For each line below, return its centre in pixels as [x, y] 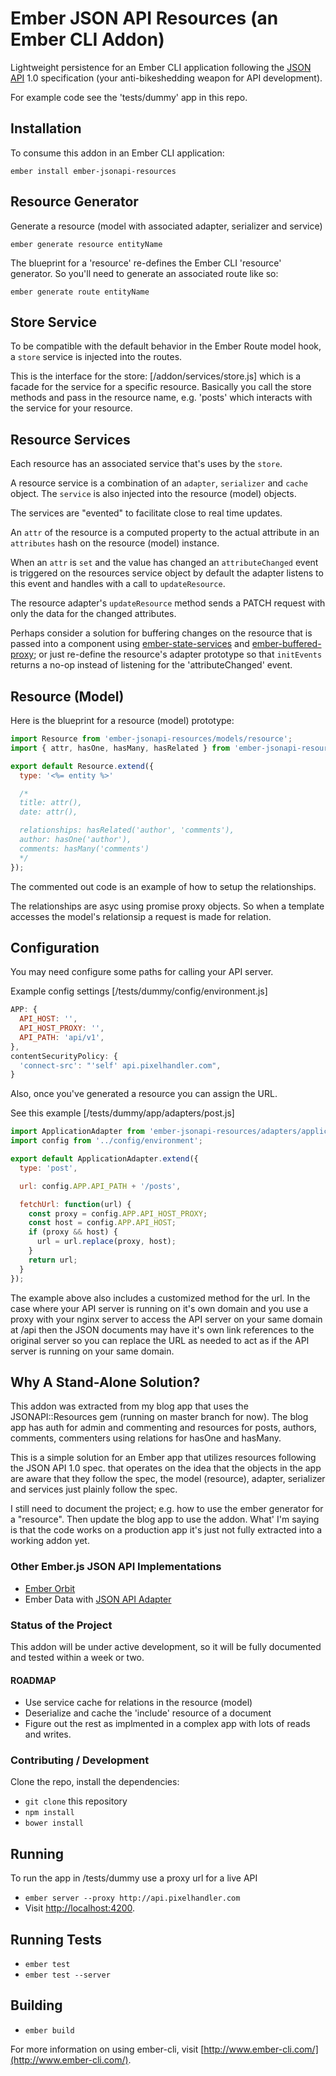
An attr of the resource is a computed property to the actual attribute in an [165, 533]
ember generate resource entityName [86, 244]
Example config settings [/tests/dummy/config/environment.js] [139, 991]
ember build [49, 2030]
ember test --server [67, 1975]
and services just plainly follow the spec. [94, 1489]
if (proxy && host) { [73, 1232]
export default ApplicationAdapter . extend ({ [104, 1159]
